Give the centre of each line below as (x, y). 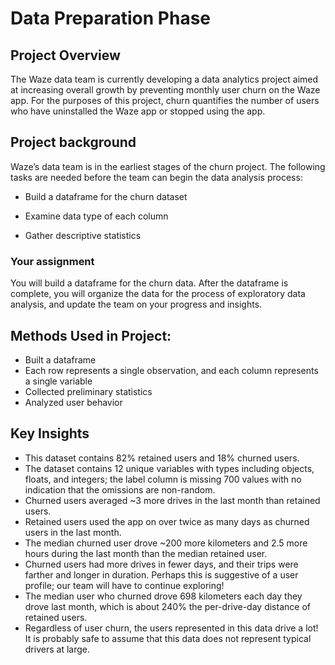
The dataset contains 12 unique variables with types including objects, (169, 468)
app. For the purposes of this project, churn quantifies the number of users (165, 100)
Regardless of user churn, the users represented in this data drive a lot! (171, 628)
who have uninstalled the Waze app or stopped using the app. (138, 111)
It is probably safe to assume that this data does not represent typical (168, 638)
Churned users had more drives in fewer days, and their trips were (161, 564)
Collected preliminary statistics (88, 391)
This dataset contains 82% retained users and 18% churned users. (162, 458)
